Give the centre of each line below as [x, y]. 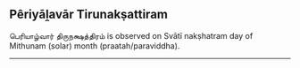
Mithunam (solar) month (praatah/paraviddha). [95, 45]
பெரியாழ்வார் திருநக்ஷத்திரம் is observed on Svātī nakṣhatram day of [131, 35]
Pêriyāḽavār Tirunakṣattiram [88, 15]
